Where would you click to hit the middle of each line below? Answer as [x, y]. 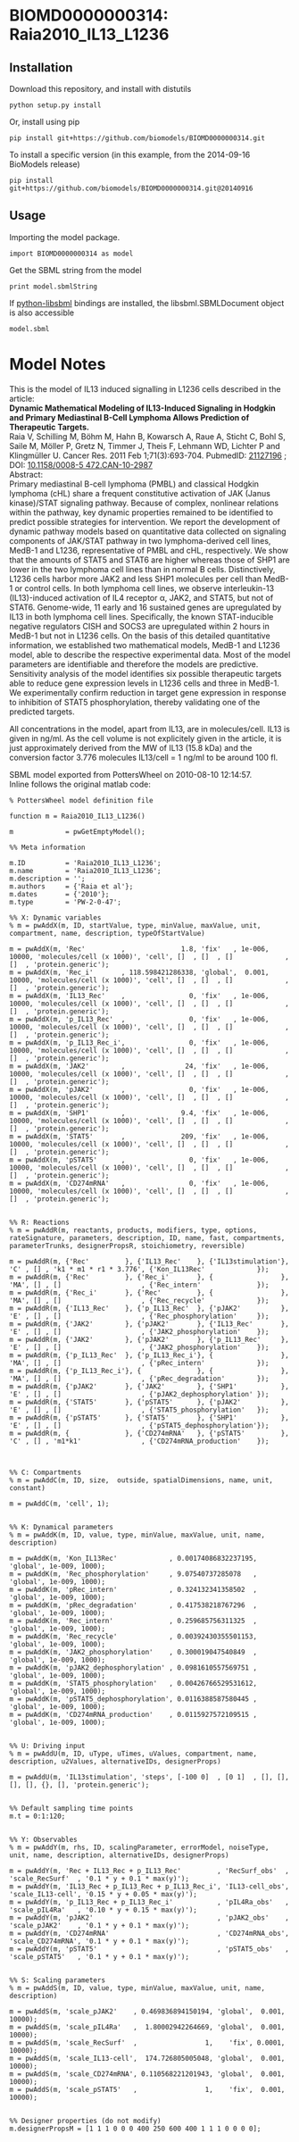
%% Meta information [48, 847]
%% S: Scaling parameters [57, 1980]
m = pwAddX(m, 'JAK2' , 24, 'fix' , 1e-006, [139, 1066]
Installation [41, 67]
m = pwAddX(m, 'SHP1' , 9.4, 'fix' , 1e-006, [139, 1113]
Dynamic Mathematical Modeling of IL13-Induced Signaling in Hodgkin [143, 408]
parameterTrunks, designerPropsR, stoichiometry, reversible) [127, 1246]
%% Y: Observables [43, 1839]
